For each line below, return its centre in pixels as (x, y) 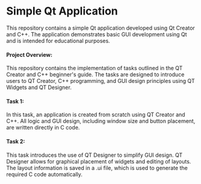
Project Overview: (29, 54)
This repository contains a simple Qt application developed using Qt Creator (101, 28)
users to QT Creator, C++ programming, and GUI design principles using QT (101, 81)
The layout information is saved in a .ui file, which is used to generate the (97, 168)
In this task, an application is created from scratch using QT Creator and (96, 115)
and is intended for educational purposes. (58, 41)
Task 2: (16, 141)
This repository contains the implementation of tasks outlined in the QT (94, 68)
